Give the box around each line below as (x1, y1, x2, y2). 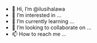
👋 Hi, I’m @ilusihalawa (11, 6, 66, 12)
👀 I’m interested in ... (11, 12, 62, 19)
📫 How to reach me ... (11, 31, 66, 37)
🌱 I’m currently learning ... (11, 18, 75, 24)
